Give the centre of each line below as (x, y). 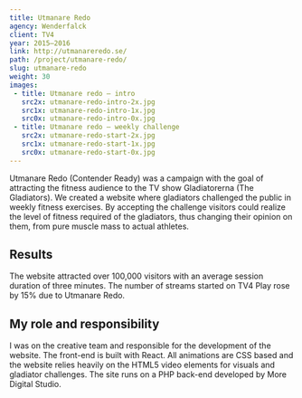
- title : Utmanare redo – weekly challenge (96, 128)
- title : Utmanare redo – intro (74, 93)
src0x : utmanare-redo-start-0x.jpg (88, 152)
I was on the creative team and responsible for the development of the (140, 346)
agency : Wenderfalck (48, 26)
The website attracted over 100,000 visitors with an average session (137, 276)
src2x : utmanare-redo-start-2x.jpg (88, 136)
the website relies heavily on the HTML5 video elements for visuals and (142, 365)
